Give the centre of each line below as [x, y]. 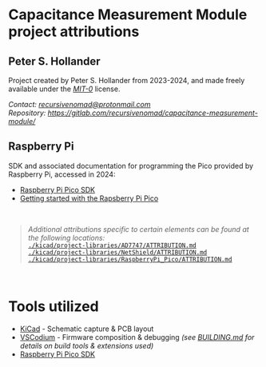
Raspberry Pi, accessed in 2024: [62, 174]
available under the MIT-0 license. [64, 89]
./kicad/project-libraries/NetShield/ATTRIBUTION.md [117, 252]
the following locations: [66, 237]
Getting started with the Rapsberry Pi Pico [89, 198]
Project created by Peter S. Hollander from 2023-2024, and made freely [127, 80]
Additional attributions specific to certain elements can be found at [138, 229]
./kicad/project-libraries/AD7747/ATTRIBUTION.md [112, 245]
